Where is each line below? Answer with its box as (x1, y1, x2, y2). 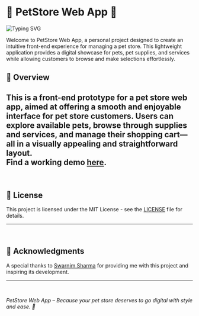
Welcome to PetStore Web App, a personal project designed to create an (6, 36, 184, 43)
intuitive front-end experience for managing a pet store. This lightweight (6, 43, 182, 50)
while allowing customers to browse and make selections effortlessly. (6, 55, 176, 62)
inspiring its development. (6, 268, 69, 275)
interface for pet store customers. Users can (6, 111, 174, 121)
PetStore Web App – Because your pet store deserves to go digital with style (6, 296, 193, 304)
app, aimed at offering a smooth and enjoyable (6, 102, 182, 112)
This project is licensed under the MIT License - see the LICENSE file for (6, 205, 182, 212)
